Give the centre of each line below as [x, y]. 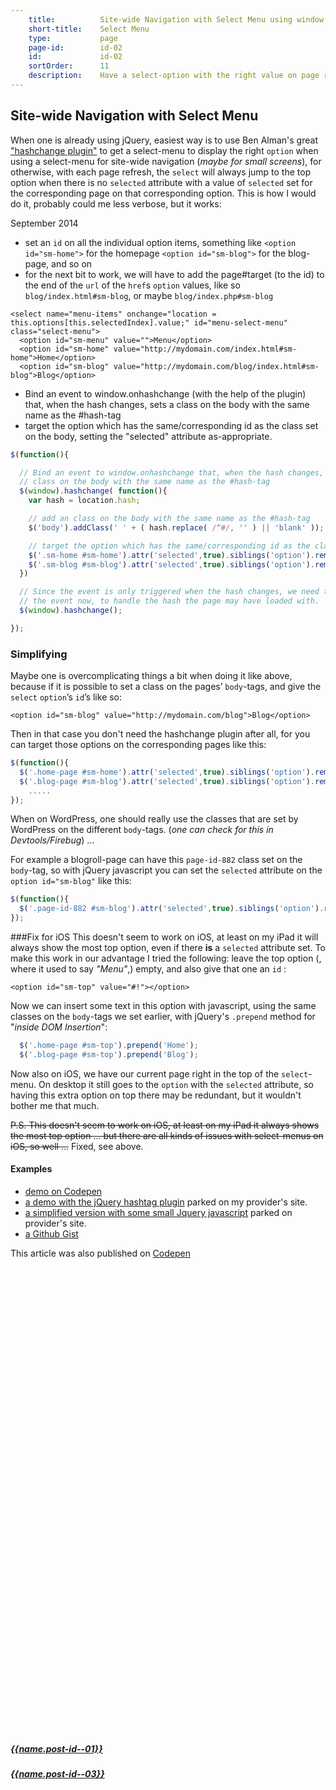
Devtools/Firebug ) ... [52, 840]
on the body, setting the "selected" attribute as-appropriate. [148, 436]
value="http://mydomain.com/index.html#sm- [205, 349]
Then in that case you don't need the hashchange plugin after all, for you [160, 734]
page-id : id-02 [75, 47]
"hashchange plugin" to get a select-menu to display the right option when [164, 150]
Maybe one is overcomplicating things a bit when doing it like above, [151, 676]
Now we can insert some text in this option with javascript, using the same [163, 1006]
